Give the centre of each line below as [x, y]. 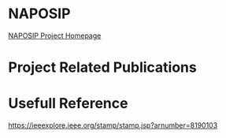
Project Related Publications [102, 67]
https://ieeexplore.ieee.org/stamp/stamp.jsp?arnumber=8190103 [113, 125]
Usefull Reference [68, 104]
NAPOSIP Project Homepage [55, 35]
